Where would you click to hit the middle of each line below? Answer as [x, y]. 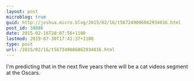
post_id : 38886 [25, 28]
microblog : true [26, 17]
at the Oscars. [23, 72]
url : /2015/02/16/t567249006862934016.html [61, 50]
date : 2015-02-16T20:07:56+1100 [46, 33]
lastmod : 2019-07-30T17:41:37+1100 [50, 39]
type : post [20, 45]
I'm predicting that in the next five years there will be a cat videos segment [97, 66]
